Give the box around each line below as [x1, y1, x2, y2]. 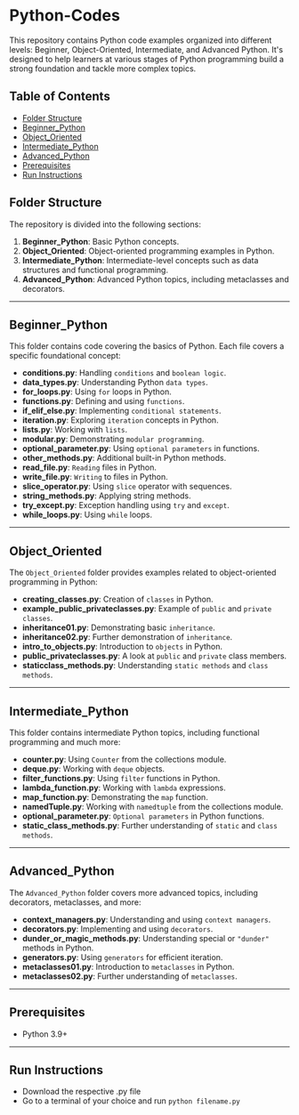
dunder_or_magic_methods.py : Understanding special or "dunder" [21, 933, 270, 943]
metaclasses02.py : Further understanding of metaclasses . [21, 971, 238, 982]
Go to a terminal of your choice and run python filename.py [21, 1095, 240, 1106]
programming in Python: [9, 577, 98, 587]
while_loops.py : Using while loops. [21, 509, 153, 521]
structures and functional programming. [21, 264, 169, 275]
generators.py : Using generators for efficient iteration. [21, 951, 223, 962]
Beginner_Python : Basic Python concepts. [21, 236, 180, 246]
